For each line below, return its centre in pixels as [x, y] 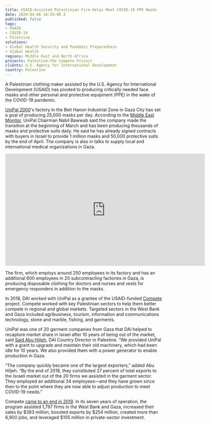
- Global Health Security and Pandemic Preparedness [61, 47]
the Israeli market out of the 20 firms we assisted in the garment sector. [79, 376]
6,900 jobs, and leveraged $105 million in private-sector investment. [75, 417]
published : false [23, 19]
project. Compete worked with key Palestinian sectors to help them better [81, 304]
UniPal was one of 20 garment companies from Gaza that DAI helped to [79, 329]
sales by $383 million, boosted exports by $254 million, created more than [82, 412]
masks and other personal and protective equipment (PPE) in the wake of [80, 95]
